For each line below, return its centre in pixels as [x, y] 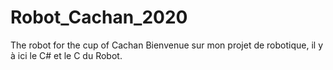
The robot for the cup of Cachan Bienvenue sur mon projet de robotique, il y [167, 45]
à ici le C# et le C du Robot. [66, 55]
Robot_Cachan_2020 [99, 17]
